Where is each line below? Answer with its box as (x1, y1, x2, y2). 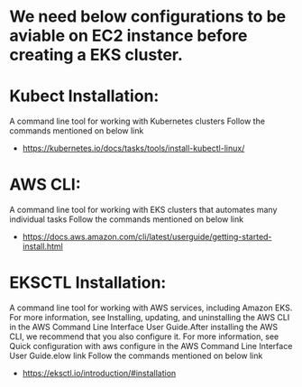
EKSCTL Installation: (9, 272, 167, 293)
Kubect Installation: (9, 86, 160, 106)
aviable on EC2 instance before (9, 25, 248, 46)
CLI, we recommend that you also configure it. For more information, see (9, 331, 279, 342)
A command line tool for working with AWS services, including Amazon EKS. (9, 302, 293, 313)
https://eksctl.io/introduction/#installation (22, 368, 177, 378)
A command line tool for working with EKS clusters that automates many (9, 205, 278, 216)
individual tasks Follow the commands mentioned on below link (9, 214, 244, 225)
